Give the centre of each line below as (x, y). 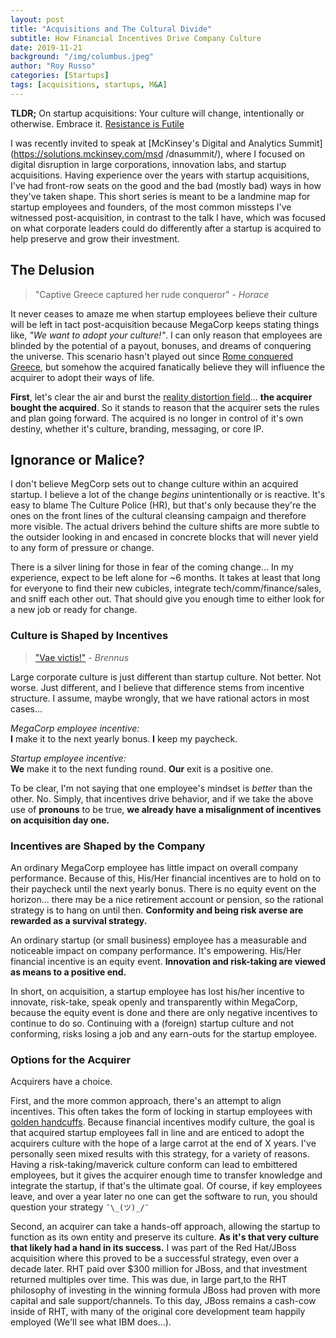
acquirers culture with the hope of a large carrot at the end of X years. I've (163, 1143)
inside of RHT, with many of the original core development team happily (158, 1312)
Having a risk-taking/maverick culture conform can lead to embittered (154, 1165)
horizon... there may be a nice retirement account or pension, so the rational (167, 899)
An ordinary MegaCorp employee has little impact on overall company (154, 867)
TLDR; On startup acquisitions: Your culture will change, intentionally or (157, 113)
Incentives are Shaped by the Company (108, 846)
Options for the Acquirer (71, 1059)
